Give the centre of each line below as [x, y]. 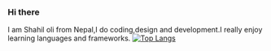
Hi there [24, 12]
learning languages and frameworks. [69, 38]
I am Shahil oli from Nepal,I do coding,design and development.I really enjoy [135, 30]
